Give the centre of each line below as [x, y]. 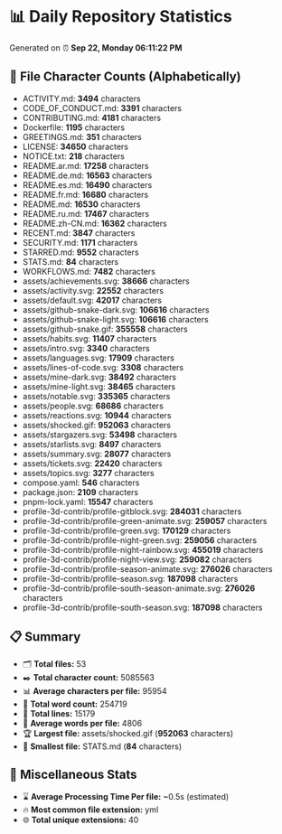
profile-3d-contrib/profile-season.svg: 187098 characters [130, 578]
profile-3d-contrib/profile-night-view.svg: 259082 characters [137, 559]
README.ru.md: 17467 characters [86, 213]
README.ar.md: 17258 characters [85, 165]
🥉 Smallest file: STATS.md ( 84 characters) [102, 746]
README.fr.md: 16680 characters [85, 194]
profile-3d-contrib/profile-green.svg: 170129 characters [127, 530]
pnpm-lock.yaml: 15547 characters [88, 501]
